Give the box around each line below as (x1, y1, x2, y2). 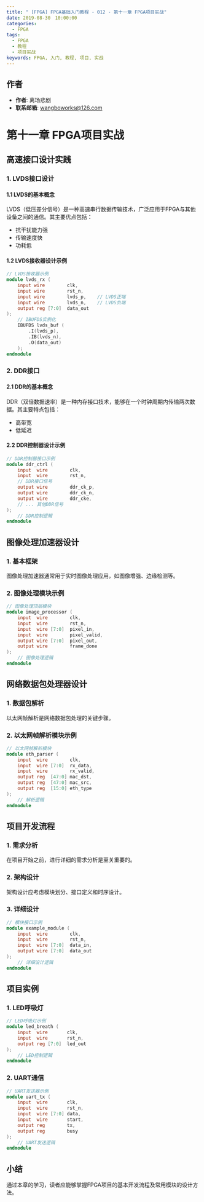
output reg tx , (17, 1122, 76, 1128)
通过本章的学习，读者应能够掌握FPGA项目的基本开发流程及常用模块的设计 (6, 1181, 193, 1188)
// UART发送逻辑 (17, 1139, 55, 1145)
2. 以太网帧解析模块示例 (6, 731, 77, 740)
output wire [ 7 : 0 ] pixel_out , (17, 638, 98, 644)
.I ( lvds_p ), (28, 328, 60, 334)
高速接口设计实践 (6, 154, 71, 165)
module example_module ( (6, 925, 70, 931)
